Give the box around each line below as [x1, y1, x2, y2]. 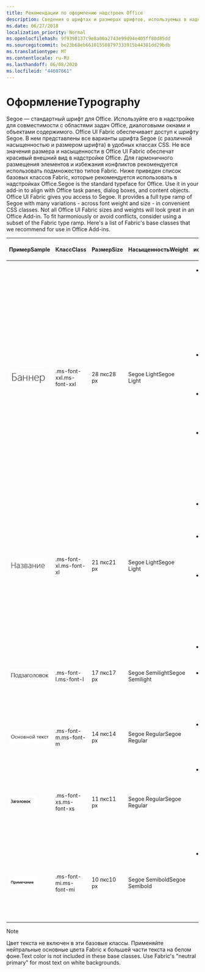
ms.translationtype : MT [6, 49, 67, 55]
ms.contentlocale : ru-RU [6, 55, 70, 61]
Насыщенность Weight [128, 245, 189, 253]
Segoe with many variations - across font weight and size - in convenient [6, 199, 190, 207]
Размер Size [91, 245, 123, 253]
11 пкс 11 [91, 795, 117, 803]
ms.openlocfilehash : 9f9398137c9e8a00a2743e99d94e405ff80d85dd [6, 35, 171, 42]
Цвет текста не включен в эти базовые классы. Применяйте [6, 939, 164, 946]
